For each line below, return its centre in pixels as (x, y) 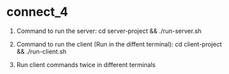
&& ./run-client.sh (41, 51)
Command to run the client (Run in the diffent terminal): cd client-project (119, 44)
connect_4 (37, 12)
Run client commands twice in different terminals (86, 64)
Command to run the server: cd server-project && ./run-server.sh (109, 31)
